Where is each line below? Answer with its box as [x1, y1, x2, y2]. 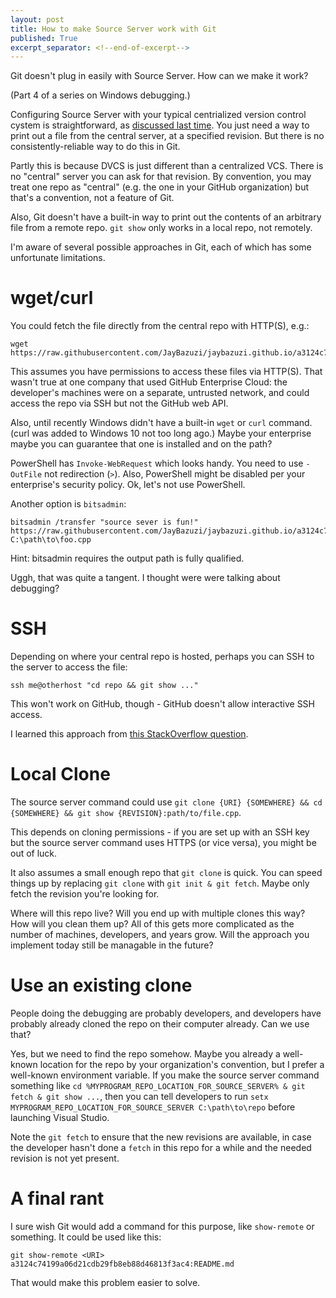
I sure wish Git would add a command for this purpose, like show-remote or [10, 1220, 315, 1232]
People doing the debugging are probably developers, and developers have [10, 1007, 322, 1019]
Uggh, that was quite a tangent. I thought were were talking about [10, 572, 281, 584]
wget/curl [10, 287, 94, 310]
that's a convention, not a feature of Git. [10, 192, 175, 204]
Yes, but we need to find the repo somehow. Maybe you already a [10, 1048, 281, 1060]
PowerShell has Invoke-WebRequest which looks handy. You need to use [10, 457, 304, 470]
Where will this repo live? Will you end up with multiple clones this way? [10, 907, 306, 920]
